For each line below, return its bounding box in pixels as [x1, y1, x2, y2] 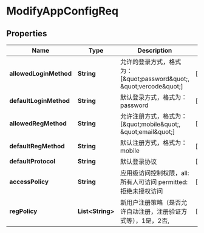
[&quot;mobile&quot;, [120, 120, 181, 128]
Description [137, 47, 172, 54]
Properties [6, 28, 47, 39]
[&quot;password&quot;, [120, 74, 189, 83]
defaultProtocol [9, 157, 56, 165]
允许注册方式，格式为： [120, 112, 188, 120]
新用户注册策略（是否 [120, 199, 182, 206]
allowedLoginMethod [9, 70, 72, 77]
